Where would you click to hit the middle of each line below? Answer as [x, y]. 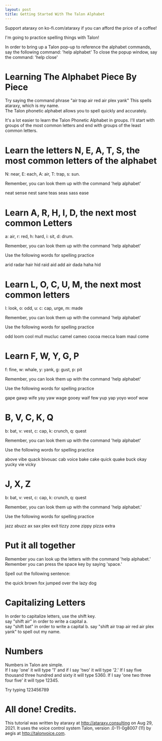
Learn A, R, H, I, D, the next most [71, 213]
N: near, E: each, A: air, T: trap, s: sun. [43, 174]
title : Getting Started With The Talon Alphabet [55, 14]
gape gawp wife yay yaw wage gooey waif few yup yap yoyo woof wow [77, 398]
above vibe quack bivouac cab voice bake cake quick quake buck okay [76, 459]
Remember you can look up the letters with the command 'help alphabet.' [78, 559]
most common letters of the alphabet [81, 161]
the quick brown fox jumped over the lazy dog [51, 583]
